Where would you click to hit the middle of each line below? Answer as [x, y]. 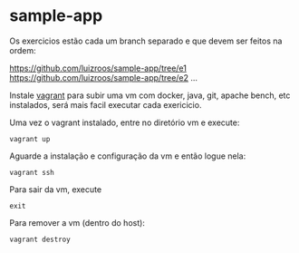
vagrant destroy [40, 239]
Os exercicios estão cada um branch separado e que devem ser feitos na [146, 41]
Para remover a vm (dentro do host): [77, 222]
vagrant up [30, 139]
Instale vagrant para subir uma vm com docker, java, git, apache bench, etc [150, 95]
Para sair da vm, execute [56, 189]
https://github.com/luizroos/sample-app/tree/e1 [98, 68]
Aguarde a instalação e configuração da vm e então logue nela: [128, 156]
